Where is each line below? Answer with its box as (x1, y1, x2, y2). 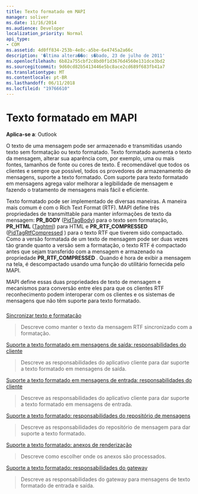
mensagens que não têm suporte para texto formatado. (6, 297, 141, 304)
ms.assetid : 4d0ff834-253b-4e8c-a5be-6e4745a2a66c (6, 47, 134, 53)
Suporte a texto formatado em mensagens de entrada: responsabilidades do (6, 376, 192, 383)
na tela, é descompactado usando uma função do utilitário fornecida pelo (6, 260, 185, 267)
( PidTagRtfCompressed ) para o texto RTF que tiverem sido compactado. (6, 229, 184, 236)
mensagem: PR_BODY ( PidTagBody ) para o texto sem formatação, (6, 217, 168, 224)
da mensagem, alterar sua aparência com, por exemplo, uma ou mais (6, 154, 174, 162)
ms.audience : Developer (6, 25, 65, 31)
